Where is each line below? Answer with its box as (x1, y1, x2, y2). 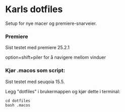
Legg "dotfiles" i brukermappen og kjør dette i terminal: (5, 88, 120, 94)
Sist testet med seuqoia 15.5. (5, 79, 65, 85)
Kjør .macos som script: (5, 67, 66, 74)
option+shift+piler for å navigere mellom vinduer (5, 54, 106, 60)
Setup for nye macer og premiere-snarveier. (5, 20, 97, 26)
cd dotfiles (5, 98, 30, 103)
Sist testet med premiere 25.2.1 (5, 45, 70, 51)
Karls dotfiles (5, 4, 63, 15)
